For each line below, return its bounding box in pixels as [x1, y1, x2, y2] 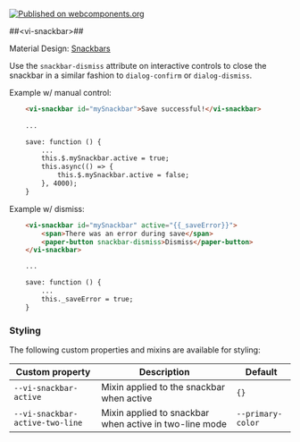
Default [245, 365, 278, 378]
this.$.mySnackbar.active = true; [41, 154, 170, 163]
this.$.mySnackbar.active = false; [56, 171, 190, 180]
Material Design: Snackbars [9, 43, 112, 54]
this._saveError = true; [41, 294, 134, 303]
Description [138, 365, 190, 378]
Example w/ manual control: [9, 88, 112, 98]
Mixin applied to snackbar [101, 406, 210, 419]
